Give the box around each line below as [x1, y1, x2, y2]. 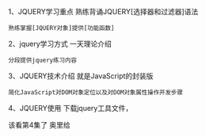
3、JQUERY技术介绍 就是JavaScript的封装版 [8, 71, 154, 81]
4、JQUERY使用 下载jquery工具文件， [8, 104, 133, 112]
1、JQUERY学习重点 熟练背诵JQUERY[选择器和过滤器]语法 [8, 7, 199, 16]
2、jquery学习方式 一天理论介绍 [8, 39, 113, 48]
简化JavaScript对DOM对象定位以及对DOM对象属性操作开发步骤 [8, 89, 184, 97]
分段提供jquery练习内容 [8, 56, 78, 64]
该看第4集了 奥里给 [8, 120, 71, 129]
